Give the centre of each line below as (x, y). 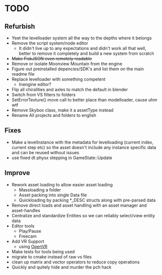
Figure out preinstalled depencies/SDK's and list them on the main (78, 69)
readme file (23, 74)
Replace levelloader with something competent (58, 79)
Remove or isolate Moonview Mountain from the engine (67, 64)
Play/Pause (30, 231)
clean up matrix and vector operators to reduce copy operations (76, 262)
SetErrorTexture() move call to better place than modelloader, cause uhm (84, 100)
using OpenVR (33, 246)
